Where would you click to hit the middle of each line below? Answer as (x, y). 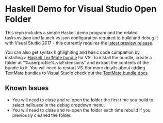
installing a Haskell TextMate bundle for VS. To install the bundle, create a (79, 57)
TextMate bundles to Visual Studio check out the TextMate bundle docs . (77, 73)
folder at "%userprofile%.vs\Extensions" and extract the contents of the (77, 62)
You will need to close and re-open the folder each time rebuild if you (81, 110)
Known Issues (27, 88)
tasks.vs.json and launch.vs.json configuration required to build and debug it (81, 38)
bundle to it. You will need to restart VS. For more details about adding (75, 68)
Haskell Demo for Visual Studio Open (81, 9)
